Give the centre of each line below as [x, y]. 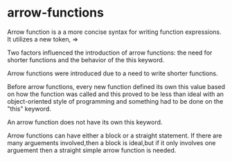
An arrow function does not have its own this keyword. [85, 122]
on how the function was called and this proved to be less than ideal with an [115, 94]
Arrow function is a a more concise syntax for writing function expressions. [114, 32]
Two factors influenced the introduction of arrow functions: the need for [110, 53]
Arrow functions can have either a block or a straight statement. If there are [115, 135]
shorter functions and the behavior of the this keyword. [86, 59]
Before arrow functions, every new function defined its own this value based [116, 86]
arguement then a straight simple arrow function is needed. [92, 150]
